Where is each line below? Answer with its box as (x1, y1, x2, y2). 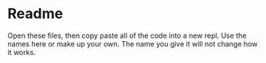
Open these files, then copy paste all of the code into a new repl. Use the (7, 31, 247, 40)
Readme (7, 5, 64, 23)
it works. (7, 47, 37, 57)
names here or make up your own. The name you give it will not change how (7, 39, 258, 48)
